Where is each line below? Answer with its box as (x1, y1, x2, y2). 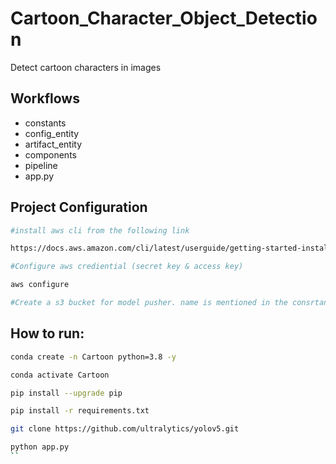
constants (24, 117, 67, 129)
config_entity (24, 127, 80, 139)
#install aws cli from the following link (10, 225, 190, 236)
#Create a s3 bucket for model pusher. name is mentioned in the (10, 298, 288, 308)
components (24, 148, 77, 161)
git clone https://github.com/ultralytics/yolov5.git (10, 424, 240, 434)
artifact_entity (24, 138, 83, 150)
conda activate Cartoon (10, 370, 110, 380)
